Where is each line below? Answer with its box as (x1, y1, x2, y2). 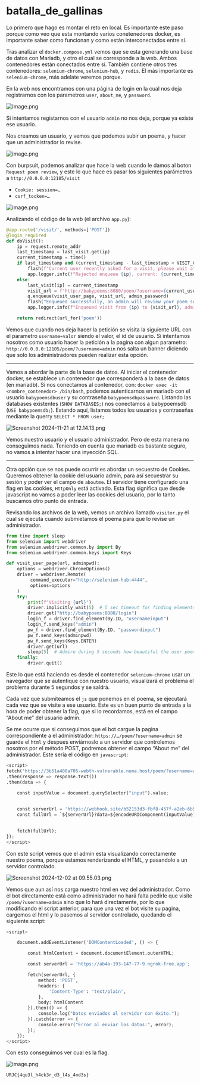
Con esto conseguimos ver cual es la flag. (6, 1049, 109, 1056)
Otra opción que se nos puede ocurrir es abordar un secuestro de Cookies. (6, 465, 190, 473)
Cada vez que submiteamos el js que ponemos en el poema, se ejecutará (6, 695, 187, 703)
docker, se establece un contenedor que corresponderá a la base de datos (6, 374, 189, 382)
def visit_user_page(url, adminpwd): (6, 560, 100, 567)
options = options (30, 582, 70, 588)
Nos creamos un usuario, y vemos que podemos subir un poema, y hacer (6, 132, 186, 139)
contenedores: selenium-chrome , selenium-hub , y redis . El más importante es (6, 67, 193, 74)
